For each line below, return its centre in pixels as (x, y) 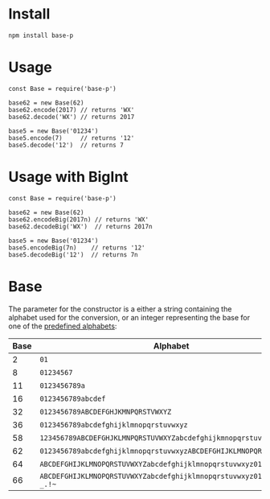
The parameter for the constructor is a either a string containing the (120, 309)
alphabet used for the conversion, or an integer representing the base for (129, 317)
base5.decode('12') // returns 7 (66, 145)
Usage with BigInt (68, 177)
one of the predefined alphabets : (63, 326)
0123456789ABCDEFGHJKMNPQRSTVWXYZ (106, 412)
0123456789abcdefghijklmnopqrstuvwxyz (114, 425)
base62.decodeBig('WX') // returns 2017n (80, 226)
